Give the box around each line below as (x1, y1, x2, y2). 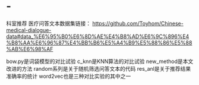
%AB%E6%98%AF (6, 45, 53, 52)
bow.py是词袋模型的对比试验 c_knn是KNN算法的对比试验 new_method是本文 (6, 58, 194, 65)
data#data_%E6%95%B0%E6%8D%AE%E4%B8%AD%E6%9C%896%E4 (6, 33, 189, 40)
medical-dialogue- (6, 26, 52, 33)
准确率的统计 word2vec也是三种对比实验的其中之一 (6, 73, 131, 80)
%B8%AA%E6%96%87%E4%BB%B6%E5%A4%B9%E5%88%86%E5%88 (6, 39, 192, 46)
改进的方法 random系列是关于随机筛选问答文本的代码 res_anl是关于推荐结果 (6, 65, 191, 72)
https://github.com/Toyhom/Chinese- (91, 20, 184, 27)
